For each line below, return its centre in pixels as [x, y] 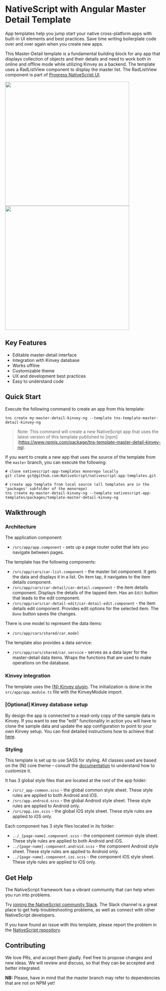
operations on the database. [41, 663]
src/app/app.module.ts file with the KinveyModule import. [64, 692]
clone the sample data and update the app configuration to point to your [79, 726]
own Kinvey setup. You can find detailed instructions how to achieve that [79, 731]
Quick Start [23, 397]
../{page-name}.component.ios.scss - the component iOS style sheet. [83, 857]
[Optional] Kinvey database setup [47, 705]
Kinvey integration [28, 676]
